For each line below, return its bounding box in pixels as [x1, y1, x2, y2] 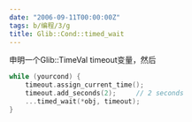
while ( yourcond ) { [9, 72, 81, 81]
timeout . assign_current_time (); [25, 80, 144, 89]
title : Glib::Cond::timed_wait [9, 29, 125, 38]
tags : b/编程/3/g [9, 21, 71, 30]
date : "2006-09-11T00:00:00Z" [9, 12, 121, 22]
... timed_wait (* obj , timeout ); [25, 97, 141, 106]
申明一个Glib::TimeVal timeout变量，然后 [9, 55, 157, 65]
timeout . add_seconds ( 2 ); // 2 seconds [25, 89, 184, 98]
